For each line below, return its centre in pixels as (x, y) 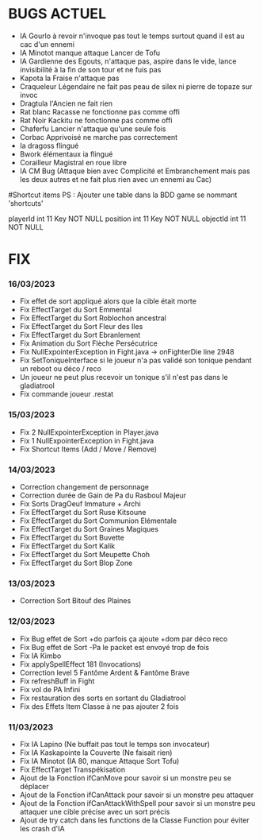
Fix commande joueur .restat (67, 394)
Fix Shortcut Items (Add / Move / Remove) (88, 449)
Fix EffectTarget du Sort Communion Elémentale (98, 521)
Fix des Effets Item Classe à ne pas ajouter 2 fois (99, 706)
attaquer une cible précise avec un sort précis (95, 811)
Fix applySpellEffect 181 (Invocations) (80, 664)
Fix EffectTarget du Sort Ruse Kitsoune (83, 513)
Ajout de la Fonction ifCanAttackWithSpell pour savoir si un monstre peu (137, 803)
